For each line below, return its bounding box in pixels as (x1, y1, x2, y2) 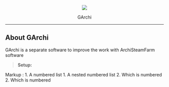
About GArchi (5, 33, 49, 42)
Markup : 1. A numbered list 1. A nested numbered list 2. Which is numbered (5, 71, 162, 77)
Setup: (17, 62, 32, 68)
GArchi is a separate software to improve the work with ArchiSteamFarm (5, 47, 155, 53)
